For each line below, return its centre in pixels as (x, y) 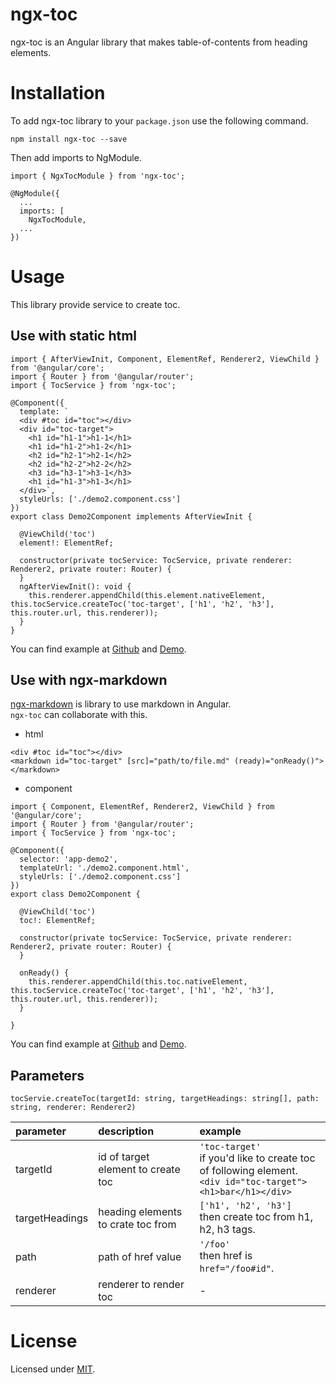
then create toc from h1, (256, 1217)
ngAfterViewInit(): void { (75, 586)
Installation (58, 93)
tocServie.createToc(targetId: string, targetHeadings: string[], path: (165, 1099)
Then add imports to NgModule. (76, 157)
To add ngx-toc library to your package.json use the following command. (159, 120)
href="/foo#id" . (237, 1268)
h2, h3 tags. (227, 1230)
